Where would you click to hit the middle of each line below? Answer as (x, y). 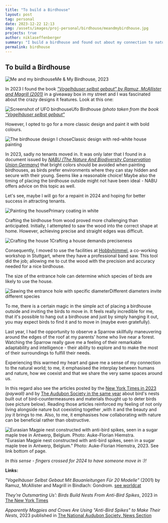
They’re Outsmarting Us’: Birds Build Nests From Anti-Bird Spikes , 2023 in (81, 495)
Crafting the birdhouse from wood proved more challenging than (72, 220)
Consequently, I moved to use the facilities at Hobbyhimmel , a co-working (81, 250)
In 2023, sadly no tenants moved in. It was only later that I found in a (75, 154)
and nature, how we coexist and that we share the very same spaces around (84, 373)
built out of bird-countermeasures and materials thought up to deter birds (81, 399)
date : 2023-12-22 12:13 (30, 24)
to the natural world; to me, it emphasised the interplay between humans (80, 368)
